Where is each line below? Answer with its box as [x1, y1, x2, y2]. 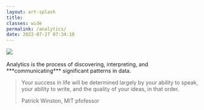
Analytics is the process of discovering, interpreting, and [6, 61, 149, 68]
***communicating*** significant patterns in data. [6, 67, 132, 75]
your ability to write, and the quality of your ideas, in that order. [21, 86, 180, 93]
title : [6, 15, 23, 21]
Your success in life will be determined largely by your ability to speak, [21, 79, 199, 86]
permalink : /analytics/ [6, 26, 67, 32]
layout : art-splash [6, 9, 56, 15]
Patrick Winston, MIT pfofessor [21, 97, 100, 105]
